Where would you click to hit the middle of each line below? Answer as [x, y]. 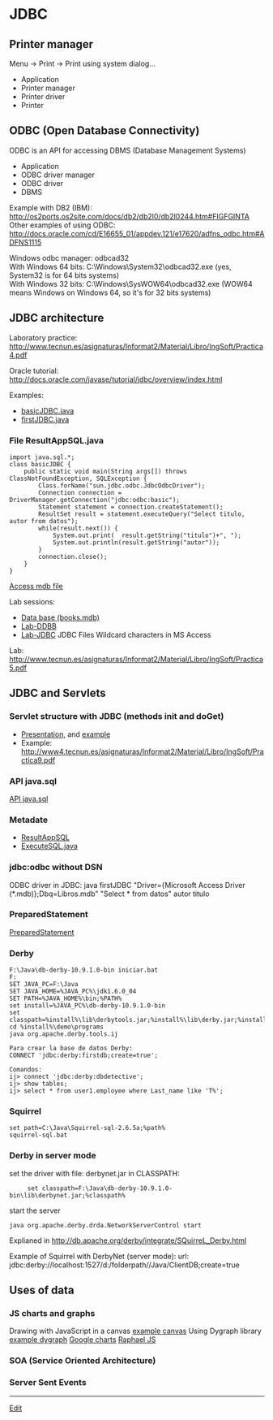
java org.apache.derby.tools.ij [64, 1034]
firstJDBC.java [45, 419]
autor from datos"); [44, 521]
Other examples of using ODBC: [62, 225]
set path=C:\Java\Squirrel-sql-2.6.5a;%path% [87, 1128]
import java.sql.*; [42, 457]
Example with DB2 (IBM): [51, 207]
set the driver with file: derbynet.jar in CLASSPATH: [95, 1173]
